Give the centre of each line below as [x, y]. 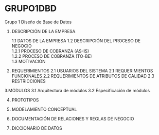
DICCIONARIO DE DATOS [37, 128]
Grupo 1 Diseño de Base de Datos [38, 22]
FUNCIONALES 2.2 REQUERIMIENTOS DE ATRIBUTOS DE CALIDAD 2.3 [83, 76]
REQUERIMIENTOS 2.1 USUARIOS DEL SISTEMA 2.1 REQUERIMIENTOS [82, 70]
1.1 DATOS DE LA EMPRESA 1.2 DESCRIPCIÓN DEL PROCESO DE [76, 41]
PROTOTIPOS [25, 100]
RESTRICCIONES [28, 81]
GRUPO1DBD [31, 8]
